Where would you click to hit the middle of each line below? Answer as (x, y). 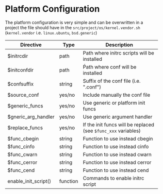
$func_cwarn (23, 154)
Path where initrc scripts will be (118, 53)
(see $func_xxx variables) (112, 131)
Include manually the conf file (116, 95)
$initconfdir (21, 70)
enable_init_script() (29, 181)
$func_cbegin (23, 139)
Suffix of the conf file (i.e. (112, 81)
